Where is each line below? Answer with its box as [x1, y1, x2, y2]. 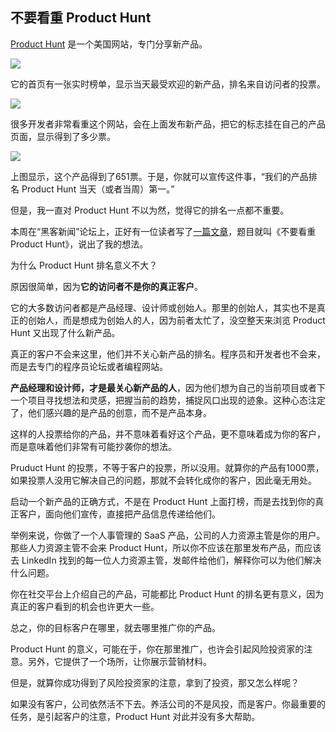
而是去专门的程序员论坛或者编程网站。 [10, 360, 168, 372]
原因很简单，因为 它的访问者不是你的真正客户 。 [10, 280, 203, 292]
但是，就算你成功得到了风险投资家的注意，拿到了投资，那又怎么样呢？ [10, 676, 300, 688]
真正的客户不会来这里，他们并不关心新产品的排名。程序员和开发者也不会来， [10, 348, 326, 360]
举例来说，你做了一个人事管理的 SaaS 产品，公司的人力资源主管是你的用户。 [10, 529, 326, 541]
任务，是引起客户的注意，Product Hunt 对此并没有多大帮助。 [10, 710, 261, 722]
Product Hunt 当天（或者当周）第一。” [21, 183, 175, 195]
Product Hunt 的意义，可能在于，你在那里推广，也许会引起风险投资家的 [10, 643, 305, 655]
